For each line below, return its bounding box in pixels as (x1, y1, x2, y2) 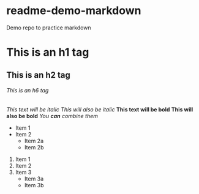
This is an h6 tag (6, 87, 49, 94)
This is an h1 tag (6, 45, 89, 59)
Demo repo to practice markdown (6, 24, 91, 31)
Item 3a (24, 175, 44, 182)
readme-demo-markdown (6, 4, 141, 18)
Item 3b (24, 181, 44, 188)
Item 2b (24, 143, 44, 151)
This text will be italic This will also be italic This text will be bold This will (6, 105, 193, 113)
